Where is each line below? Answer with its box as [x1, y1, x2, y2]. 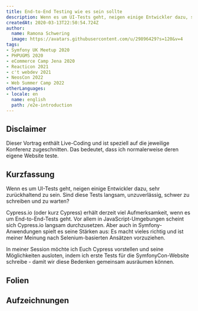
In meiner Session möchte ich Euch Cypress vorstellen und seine [6, 246, 164, 253]
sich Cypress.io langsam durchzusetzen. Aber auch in [6, 222, 137, 229]
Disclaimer [6, 124, 47, 134]
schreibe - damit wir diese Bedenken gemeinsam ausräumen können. [6, 258, 175, 265]
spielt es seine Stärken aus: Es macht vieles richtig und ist [42, 228, 184, 235]
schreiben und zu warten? [6, 197, 70, 205]
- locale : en [6, 91, 38, 97]
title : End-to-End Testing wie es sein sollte [6, 8, 123, 15]
